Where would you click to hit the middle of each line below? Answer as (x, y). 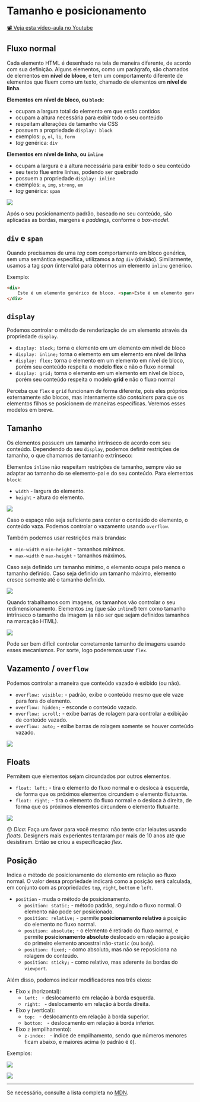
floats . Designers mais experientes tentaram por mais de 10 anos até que (96, 836)
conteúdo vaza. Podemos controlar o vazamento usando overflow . (88, 526)
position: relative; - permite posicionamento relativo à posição (105, 918)
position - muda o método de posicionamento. (73, 899)
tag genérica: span (38, 190)
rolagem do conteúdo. (51, 956)
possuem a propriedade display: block (64, 130)
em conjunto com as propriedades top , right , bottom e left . (80, 888)
